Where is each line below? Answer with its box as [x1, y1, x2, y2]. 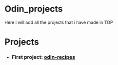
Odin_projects [4, 3, 63, 15]
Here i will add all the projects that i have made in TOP [4, 19, 113, 25]
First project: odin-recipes [11, 54, 76, 61]
